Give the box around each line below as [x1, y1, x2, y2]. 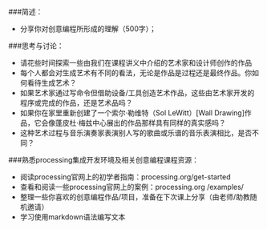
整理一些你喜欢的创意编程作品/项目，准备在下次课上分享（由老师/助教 [19, 192, 250, 202]
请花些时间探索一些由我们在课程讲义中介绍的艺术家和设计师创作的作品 [19, 58, 253, 67]
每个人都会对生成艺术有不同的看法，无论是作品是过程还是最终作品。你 [19, 68, 253, 78]
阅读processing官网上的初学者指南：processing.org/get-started [19, 172, 231, 182]
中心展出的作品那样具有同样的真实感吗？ [91, 119, 226, 127]
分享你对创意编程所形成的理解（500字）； [19, 24, 156, 34]
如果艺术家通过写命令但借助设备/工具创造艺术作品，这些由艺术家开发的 [19, 88, 255, 98]
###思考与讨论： [8, 41, 64, 50]
